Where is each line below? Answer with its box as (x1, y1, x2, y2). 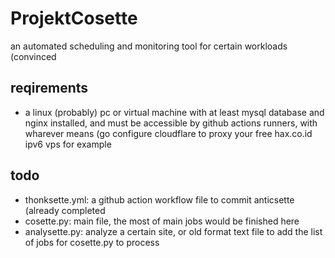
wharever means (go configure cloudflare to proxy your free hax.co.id (24, 127, 313, 139)
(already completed (24, 204, 106, 216)
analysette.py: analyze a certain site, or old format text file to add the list (24, 225, 323, 237)
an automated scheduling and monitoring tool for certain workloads (10, 40, 288, 52)
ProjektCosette (10, 7, 138, 30)
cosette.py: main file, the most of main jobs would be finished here (24, 215, 300, 227)
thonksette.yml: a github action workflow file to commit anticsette (24, 193, 295, 206)
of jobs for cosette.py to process (24, 236, 160, 248)
